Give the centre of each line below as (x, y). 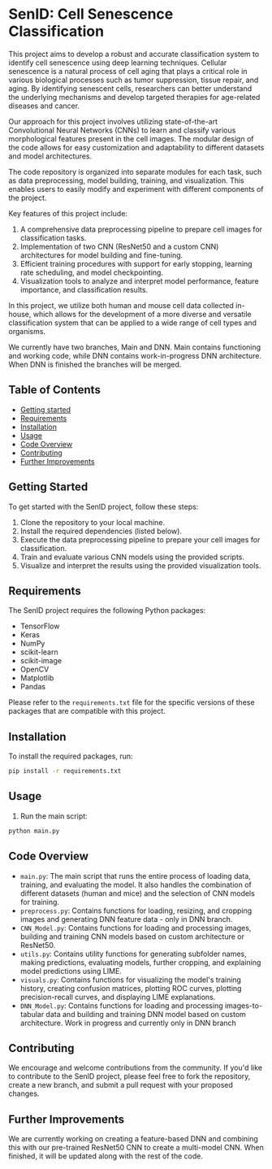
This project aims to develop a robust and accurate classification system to (134, 54)
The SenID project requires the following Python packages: (107, 611)
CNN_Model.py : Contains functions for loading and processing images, (136, 928)
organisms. (27, 331)
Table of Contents (55, 390)
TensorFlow (40, 626)
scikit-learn (39, 652)
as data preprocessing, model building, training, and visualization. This (127, 180)
